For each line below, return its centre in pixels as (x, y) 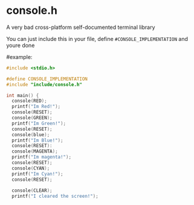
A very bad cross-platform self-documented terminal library (81, 27)
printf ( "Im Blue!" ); (37, 140)
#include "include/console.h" (44, 84)
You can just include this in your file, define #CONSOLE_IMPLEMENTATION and (97, 39)
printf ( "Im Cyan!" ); (37, 174)
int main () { (23, 95)
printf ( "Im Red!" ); (36, 107)
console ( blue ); (31, 134)
